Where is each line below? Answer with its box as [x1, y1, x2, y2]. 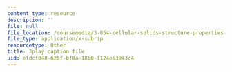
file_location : [7, 29, 51, 36]
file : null [7, 23, 39, 29]
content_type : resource [7, 10, 76, 17]
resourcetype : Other [7, 42, 67, 49]
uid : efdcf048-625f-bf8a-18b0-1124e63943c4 [7, 55, 135, 62]
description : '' [7, 16, 54, 23]
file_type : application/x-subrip [7, 36, 104, 43]
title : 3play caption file [7, 49, 85, 56]
